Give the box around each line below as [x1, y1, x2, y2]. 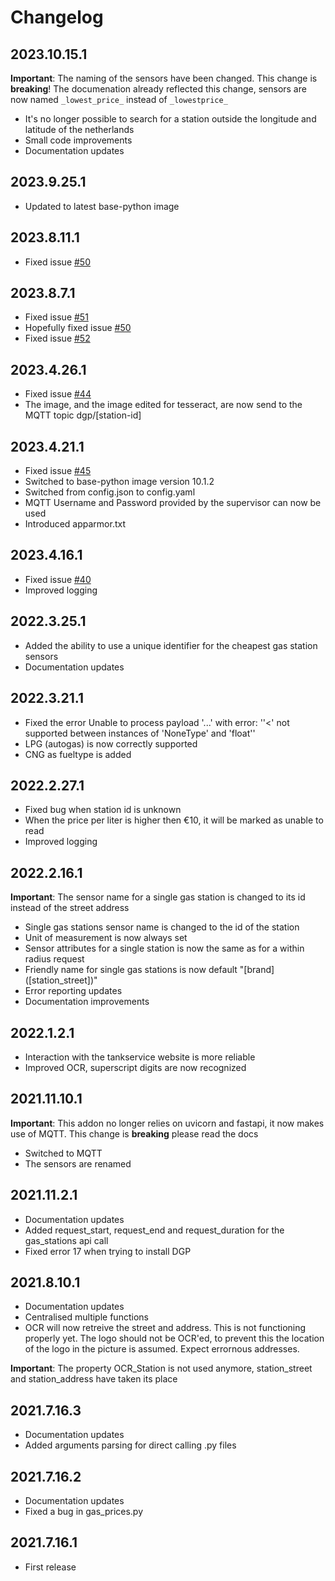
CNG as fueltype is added [24, 748, 132, 760]
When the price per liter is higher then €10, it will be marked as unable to [24, 814, 324, 826]
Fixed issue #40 [24, 573, 92, 585]
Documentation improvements [24, 996, 150, 1008]
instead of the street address [10, 902, 130, 914]
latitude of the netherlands [24, 124, 135, 135]
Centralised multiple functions [24, 1311, 149, 1323]
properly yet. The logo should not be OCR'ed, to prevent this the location [24, 1332, 325, 1345]
